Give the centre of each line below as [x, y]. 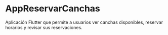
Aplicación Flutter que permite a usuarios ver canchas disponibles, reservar [84, 22]
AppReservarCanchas [53, 9]
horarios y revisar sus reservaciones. [44, 27]
